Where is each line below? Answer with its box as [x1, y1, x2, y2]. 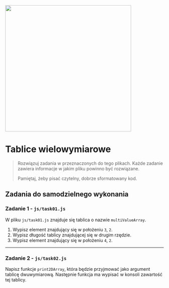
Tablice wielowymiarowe [5, 143, 111, 155]
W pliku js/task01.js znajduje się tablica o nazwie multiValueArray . [5, 217, 146, 223]
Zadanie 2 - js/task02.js [5, 255, 67, 262]
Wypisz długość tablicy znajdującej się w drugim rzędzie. [12, 232, 132, 238]
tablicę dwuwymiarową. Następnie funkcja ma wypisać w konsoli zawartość [5, 271, 162, 277]
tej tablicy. [5, 276, 27, 282]
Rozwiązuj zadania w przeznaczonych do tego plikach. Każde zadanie [17, 160, 163, 166]
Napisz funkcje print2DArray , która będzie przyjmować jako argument [5, 266, 150, 272]
